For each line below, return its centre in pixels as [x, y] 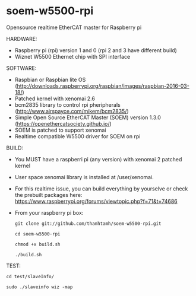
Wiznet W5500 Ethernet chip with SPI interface [72, 56]
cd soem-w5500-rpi [37, 234]
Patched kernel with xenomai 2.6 [55, 98]
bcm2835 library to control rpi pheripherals [67, 104]
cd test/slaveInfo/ [30, 276]
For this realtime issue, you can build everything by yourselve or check [101, 189]
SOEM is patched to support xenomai [60, 130]
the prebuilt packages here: [48, 195]
